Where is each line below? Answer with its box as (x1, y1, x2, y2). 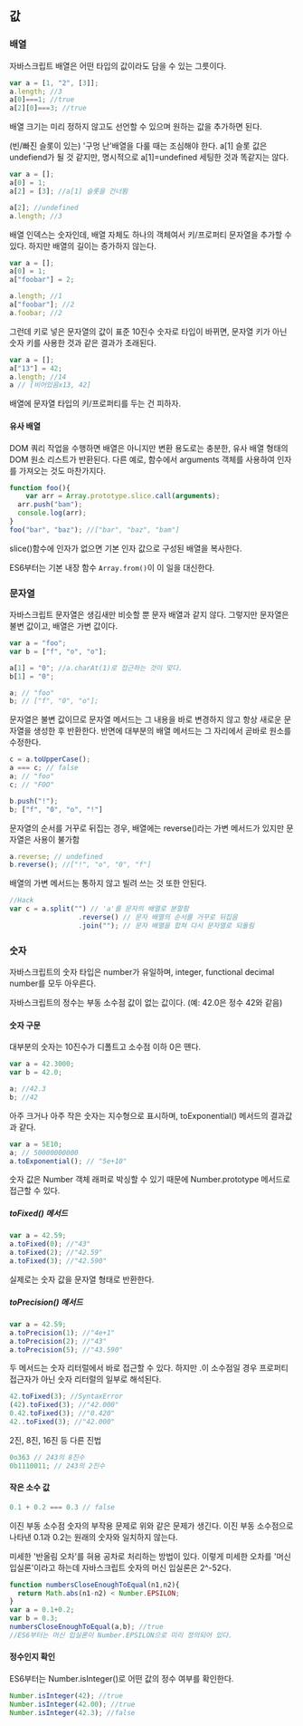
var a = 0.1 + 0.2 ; (9, 1605, 75, 1615)
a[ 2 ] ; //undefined (9, 203, 79, 212)
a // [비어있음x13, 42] (9, 381, 91, 390)
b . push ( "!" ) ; (9, 796, 59, 805)
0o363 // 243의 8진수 (9, 1452, 86, 1461)
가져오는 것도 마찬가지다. (18, 465, 107, 476)
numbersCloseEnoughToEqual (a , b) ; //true (9, 1623, 165, 1632)
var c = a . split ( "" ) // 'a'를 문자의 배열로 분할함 (9, 904, 190, 913)
